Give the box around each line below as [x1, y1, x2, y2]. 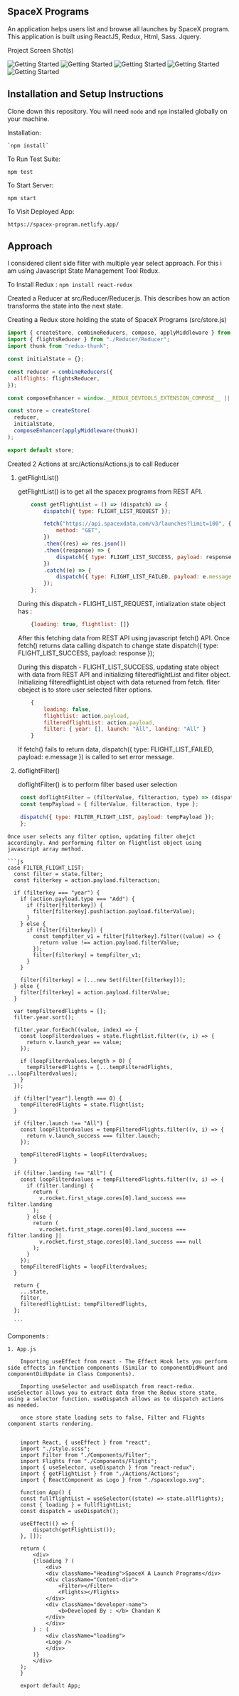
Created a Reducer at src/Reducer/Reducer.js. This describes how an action [7, 294, 230, 303]
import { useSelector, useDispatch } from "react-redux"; [20, 1464, 196, 1471]
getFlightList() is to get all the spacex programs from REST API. [17, 487, 203, 496]
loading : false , [43, 705, 92, 713]
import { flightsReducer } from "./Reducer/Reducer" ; [7, 336, 171, 343]
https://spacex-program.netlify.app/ [7, 221, 119, 228]
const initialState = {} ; [7, 355, 84, 363]
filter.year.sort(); [14, 1014, 75, 1021]
